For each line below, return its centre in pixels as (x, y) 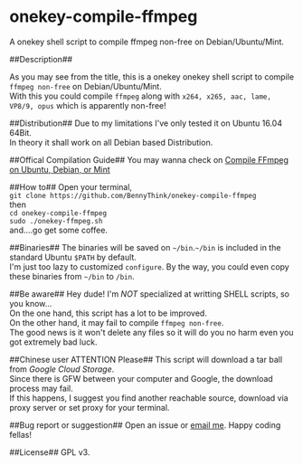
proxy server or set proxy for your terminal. (90, 407)
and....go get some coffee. (59, 230)
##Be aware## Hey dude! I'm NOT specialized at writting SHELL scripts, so (149, 294)
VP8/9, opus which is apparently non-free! (88, 105)
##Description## (41, 59)
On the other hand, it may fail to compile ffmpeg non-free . (117, 322)
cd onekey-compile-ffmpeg (58, 213)
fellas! (20, 434)
